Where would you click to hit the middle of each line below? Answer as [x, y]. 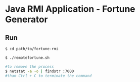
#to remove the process [30, 67]
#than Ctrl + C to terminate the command [48, 76]
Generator [26, 19]
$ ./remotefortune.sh [27, 57]
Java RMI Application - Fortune [70, 9]
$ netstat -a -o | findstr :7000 [40, 71]
